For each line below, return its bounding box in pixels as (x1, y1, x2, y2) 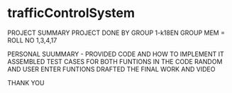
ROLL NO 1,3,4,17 (7, 35, 57, 44)
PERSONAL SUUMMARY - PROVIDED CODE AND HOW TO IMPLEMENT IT (7, 50, 225, 58)
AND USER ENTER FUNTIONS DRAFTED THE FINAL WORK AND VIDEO (7, 65, 216, 73)
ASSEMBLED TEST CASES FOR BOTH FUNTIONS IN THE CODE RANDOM (7, 57, 223, 65)
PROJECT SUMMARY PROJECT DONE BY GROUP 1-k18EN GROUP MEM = (7, 28, 226, 37)
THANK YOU (7, 78, 45, 87)
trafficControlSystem (7, 5, 136, 21)
